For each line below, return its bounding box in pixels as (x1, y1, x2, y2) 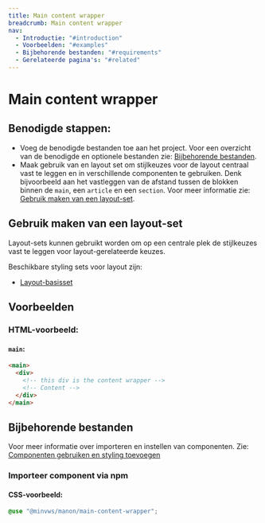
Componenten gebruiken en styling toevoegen (8, 451, 161, 460)
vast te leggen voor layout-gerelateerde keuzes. (8, 246, 166, 256)
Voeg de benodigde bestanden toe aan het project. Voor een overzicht (19, 142, 251, 152)
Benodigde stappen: (8, 122, 111, 135)
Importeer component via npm (8, 470, 129, 482)
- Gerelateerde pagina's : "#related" (15, 57, 141, 64)
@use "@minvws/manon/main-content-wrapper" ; (8, 507, 158, 516)
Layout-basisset (19, 277, 73, 287)
